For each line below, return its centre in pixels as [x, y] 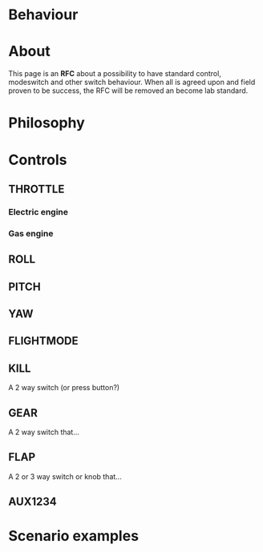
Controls [38, 160]
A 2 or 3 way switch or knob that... [65, 476]
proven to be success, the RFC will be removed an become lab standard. [128, 91]
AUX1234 [33, 502]
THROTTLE [36, 189]
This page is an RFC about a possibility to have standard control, [115, 74]
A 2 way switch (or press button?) [64, 388]
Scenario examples [73, 536]
